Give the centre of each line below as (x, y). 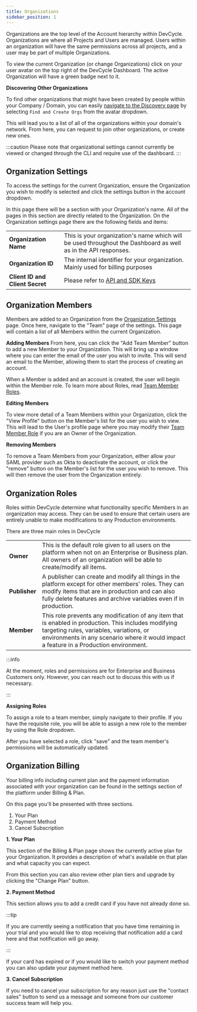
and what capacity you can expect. (48, 863)
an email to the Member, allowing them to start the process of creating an (95, 362)
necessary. (20, 683)
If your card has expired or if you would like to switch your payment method (97, 961)
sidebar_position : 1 (31, 17)
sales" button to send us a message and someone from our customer (90, 997)
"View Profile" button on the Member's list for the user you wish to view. (93, 421)
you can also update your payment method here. (65, 967)
